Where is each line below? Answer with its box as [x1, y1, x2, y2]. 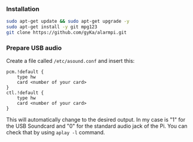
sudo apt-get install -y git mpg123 [6, 24, 97, 30]
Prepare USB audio [6, 44, 62, 52]
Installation [6, 5, 40, 13]
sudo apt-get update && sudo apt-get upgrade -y [6, 19, 130, 25]
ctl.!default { [6, 90, 44, 96]
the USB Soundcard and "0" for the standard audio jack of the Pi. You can [6, 122, 188, 130]
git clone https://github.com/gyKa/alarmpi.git [6, 29, 127, 36]
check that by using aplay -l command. [6, 129, 106, 136]
